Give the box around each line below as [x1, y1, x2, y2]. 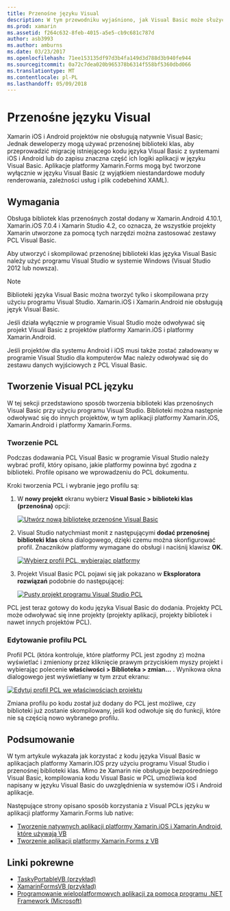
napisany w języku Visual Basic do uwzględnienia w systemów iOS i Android [7, 781, 222, 790]
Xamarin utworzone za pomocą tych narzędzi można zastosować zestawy [7, 229, 217, 237]
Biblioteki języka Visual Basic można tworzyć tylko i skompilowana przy [7, 291, 209, 298]
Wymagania [7, 196, 60, 208]
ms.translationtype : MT [7, 67, 75, 74]
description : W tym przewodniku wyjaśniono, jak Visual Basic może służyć [7, 16, 225, 23]
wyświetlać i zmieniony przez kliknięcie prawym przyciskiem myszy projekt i [7, 658, 223, 666]
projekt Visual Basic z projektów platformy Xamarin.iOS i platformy [7, 326, 194, 333]
